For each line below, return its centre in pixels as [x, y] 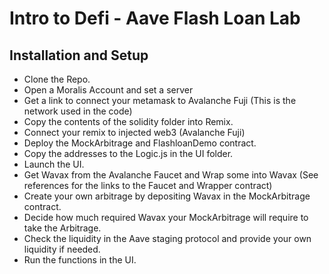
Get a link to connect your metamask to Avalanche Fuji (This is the [160, 100]
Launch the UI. [54, 164]
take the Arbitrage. [62, 228]
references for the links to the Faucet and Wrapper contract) [148, 185]
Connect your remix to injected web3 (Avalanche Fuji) [134, 132]
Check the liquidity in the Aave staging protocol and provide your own [167, 238]
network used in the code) [78, 111]
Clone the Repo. [57, 79]
